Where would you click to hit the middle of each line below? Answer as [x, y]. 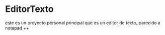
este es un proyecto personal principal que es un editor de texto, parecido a [83, 23]
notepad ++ [17, 28]
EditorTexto [29, 9]
